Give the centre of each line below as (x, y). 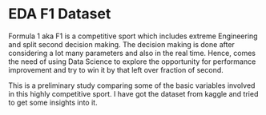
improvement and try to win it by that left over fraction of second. (116, 69)
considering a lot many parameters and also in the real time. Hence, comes (132, 53)
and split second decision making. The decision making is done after (121, 44)
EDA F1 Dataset (60, 14)
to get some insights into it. (53, 102)
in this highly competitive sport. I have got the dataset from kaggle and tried (133, 93)
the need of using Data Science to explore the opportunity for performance (132, 61)
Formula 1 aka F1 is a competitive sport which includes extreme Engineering (133, 36)
